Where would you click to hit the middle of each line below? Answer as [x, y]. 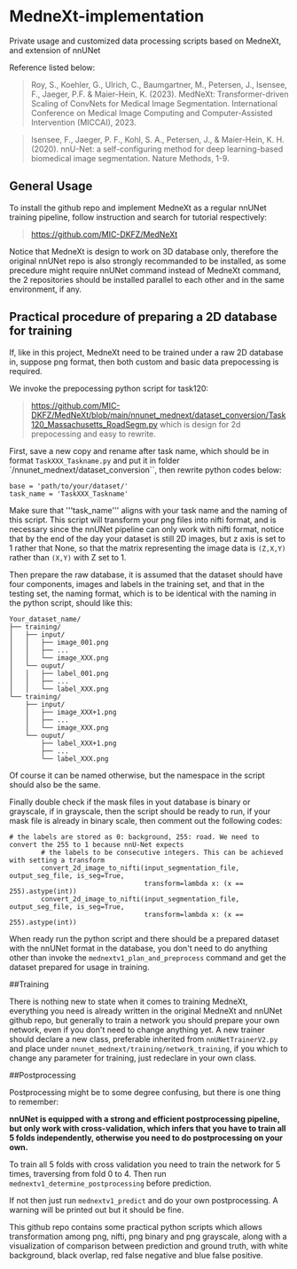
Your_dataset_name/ [45, 619]
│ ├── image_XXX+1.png [71, 712]
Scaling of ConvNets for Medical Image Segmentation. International [154, 103]
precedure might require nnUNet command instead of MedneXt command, [145, 270]
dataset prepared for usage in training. [79, 967]
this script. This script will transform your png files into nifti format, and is [143, 520]
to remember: [34, 1101]
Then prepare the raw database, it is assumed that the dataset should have [146, 575]
